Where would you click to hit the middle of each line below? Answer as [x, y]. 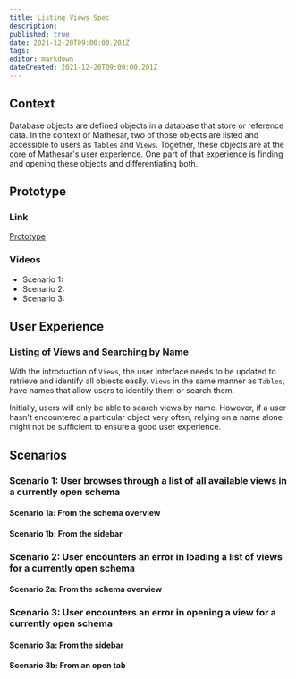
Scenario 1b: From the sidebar [66, 533]
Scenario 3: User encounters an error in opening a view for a [143, 613]
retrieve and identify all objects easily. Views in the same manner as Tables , [147, 381]
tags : [19, 51]
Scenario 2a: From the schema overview [86, 589]
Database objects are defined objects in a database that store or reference [147, 125]
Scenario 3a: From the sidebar [67, 645]
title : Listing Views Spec [59, 17]
